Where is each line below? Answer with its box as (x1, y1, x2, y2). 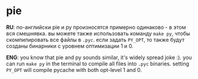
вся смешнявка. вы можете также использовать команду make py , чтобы (6, 29, 190, 37)
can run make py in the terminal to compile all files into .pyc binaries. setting (6, 60, 190, 67)
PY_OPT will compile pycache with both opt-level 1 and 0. (6, 66, 142, 73)
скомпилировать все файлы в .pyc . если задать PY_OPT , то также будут (6, 36, 185, 43)
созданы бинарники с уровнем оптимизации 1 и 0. (6, 42, 134, 50)
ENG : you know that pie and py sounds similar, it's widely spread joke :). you (6, 54, 192, 61)
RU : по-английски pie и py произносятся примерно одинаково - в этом (6, 24, 186, 31)
